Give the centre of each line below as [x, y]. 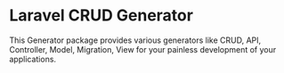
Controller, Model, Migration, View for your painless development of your [143, 49]
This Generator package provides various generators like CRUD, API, [135, 40]
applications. [32, 59]
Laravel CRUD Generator [101, 16]
